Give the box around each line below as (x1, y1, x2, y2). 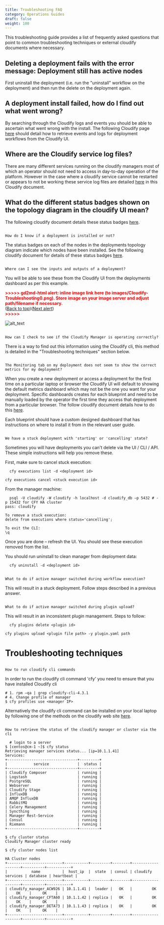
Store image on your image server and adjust (55, 295, 149, 301)
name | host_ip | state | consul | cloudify (31, 869, 152, 874)
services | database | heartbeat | (5, 874, 78, 879)
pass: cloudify (5, 504, 36, 509)
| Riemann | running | (5, 822, 102, 827)
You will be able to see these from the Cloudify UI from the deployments (5, 275, 151, 281)
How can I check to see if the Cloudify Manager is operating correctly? (5, 335, 159, 339)
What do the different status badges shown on (5, 198, 150, 207)
